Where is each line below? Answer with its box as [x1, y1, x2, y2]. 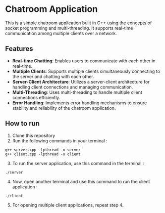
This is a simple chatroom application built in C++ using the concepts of [5, 20, 152, 26]
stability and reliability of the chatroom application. [12, 105, 116, 111]
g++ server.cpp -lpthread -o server [5, 147, 81, 152]
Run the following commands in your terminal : [12, 137, 108, 144]
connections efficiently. [12, 94, 60, 100]
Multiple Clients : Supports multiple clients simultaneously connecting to [12, 68, 160, 74]
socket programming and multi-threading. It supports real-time [5, 25, 133, 31]
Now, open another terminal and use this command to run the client [12, 178, 150, 184]
